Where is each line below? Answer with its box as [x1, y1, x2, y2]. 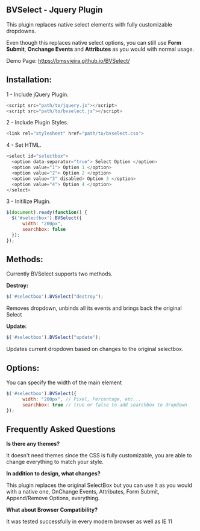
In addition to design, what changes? [6, 470, 101, 477]
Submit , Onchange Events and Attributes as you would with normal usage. [6, 45, 195, 53]
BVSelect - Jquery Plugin [6, 5, 103, 15]
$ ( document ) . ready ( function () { [6, 210, 87, 216]
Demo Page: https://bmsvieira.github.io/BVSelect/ [6, 57, 130, 64]
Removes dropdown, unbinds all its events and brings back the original [6, 304, 182, 312]
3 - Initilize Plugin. [6, 198, 51, 205]
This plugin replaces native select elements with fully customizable [6, 21, 173, 28]
